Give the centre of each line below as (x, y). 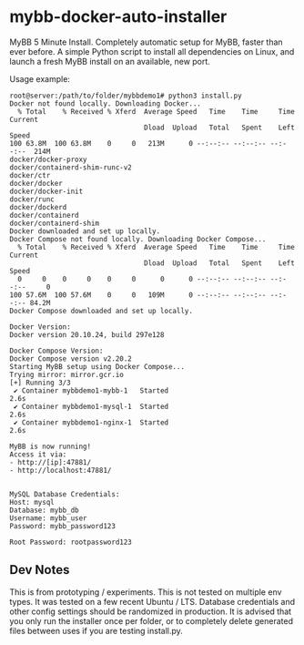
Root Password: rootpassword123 (71, 542)
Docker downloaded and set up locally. (85, 231)
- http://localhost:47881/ (61, 470)
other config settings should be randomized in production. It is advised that (151, 611)
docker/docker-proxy (49, 159)
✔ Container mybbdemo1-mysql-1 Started (91, 406)
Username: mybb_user (49, 518)
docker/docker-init (46, 191)
